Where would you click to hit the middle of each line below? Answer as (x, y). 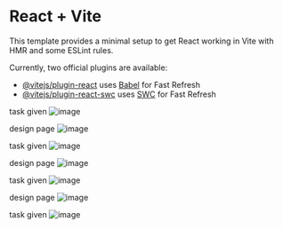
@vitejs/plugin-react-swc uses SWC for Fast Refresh (119, 94)
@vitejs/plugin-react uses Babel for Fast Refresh (111, 84)
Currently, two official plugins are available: (89, 67)
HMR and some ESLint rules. (61, 50)
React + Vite (56, 16)
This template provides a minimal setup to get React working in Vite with (141, 41)
